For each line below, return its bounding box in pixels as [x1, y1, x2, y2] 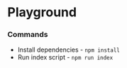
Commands [7, 30, 48, 40]
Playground [7, 4, 77, 21]
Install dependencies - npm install [17, 45, 121, 54]
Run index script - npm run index [17, 53, 114, 62]
